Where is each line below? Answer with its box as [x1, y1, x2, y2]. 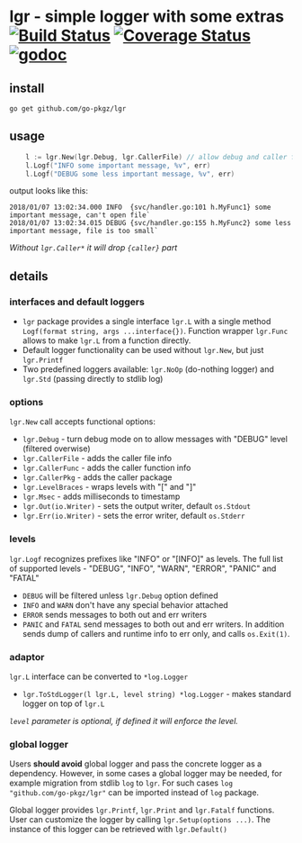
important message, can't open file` [9, 211, 151, 220]
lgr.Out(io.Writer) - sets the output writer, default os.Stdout [22, 501, 252, 512]
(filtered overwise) [22, 443, 91, 454]
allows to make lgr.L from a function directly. [22, 335, 191, 346]
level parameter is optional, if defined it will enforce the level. [9, 716, 238, 727]
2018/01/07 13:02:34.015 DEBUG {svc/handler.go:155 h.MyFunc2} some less [9, 219, 292, 228]
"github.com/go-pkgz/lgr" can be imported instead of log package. [9, 787, 259, 798]
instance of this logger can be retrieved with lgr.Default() [9, 824, 227, 835]
